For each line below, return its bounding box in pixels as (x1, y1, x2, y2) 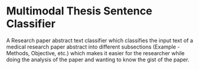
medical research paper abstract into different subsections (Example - (6, 43, 180, 50)
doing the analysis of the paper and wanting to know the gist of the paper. (6, 56, 189, 63)
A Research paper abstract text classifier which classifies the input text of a (6, 37, 194, 44)
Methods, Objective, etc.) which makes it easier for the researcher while (6, 49, 185, 56)
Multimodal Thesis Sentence (6, 4, 153, 18)
